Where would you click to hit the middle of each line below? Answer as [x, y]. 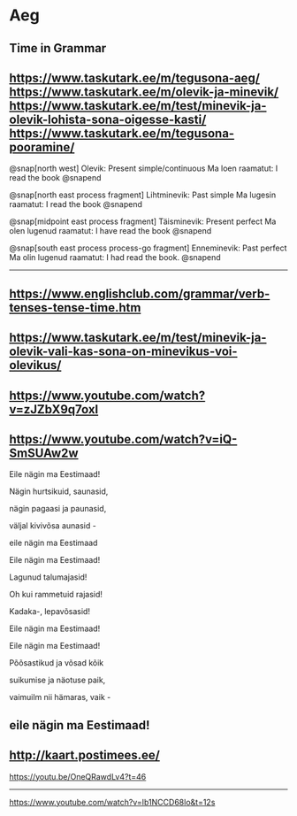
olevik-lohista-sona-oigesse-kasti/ [108, 119]
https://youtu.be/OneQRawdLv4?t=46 [78, 776]
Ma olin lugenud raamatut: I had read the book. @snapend [115, 258]
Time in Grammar [58, 48]
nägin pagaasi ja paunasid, [58, 509]
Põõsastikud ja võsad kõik [57, 663]
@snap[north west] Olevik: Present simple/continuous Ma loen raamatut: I [144, 168]
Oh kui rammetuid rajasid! [56, 595]
